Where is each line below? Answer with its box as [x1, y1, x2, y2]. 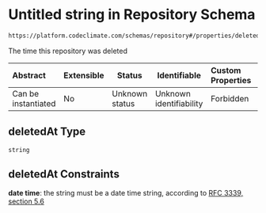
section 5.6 [8, 196, 45, 207]
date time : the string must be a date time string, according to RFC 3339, [8, 188, 244, 198]
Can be [12, 88, 40, 99]
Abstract [12, 70, 46, 81]
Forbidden [211, 93, 249, 104]
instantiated [12, 97, 56, 108]
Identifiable [157, 70, 202, 81]
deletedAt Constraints [8, 168, 120, 181]
